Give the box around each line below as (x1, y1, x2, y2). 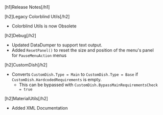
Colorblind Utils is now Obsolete (11, 23, 77, 29)
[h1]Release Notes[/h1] (4, 4, 50, 10)
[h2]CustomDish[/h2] (4, 62, 47, 68)
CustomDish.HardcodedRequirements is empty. (11, 77, 102, 82)
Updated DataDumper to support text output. (11, 42, 102, 48)
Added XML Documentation (11, 105, 68, 111)
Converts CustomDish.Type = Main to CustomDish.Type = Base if (11, 71, 138, 77)
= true (19, 87, 33, 92)
